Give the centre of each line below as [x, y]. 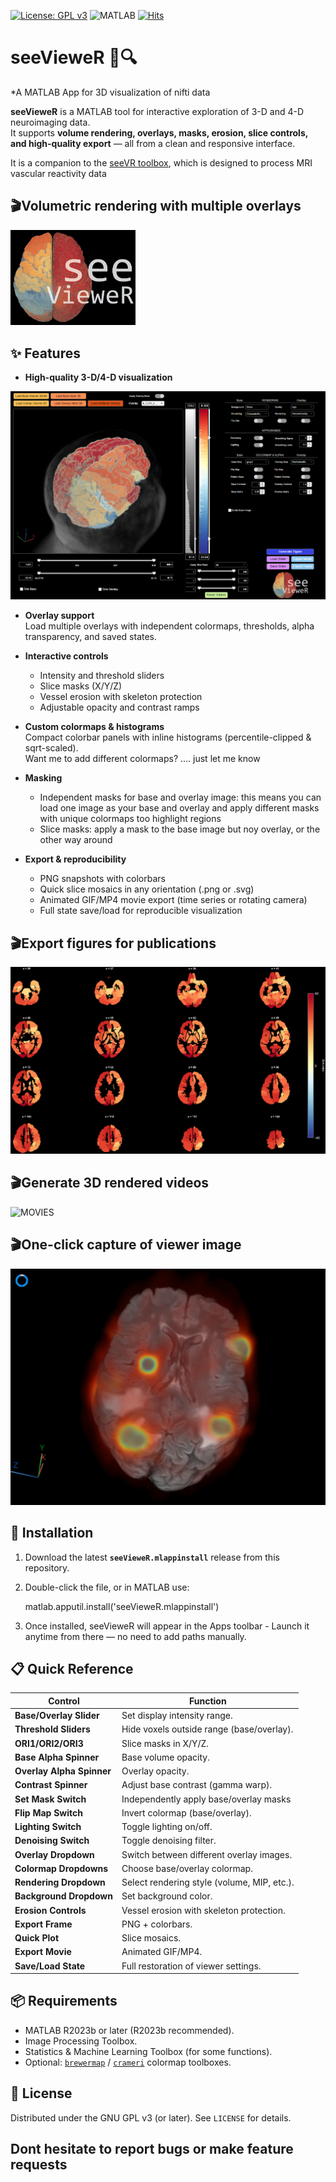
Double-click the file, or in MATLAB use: [107, 1587]
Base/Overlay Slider [57, 1716]
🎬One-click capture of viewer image [126, 1245]
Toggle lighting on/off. [167, 1827]
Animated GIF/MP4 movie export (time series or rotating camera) [173, 900]
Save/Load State [50, 1966]
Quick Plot [37, 1938]
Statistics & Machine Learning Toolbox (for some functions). [148, 2051]
